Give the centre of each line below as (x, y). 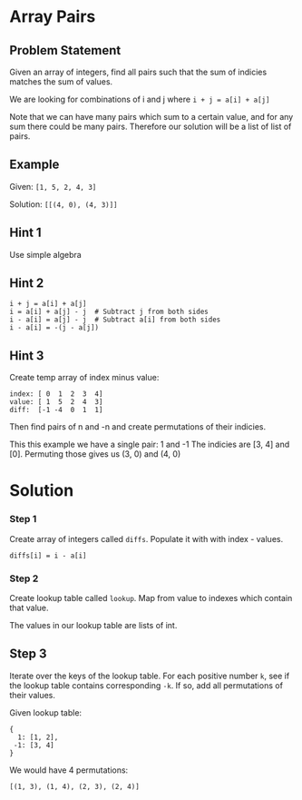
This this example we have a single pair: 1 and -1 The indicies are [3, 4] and (150, 444)
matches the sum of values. (61, 82)
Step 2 (24, 578)
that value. (29, 608)
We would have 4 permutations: (69, 770)
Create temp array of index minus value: (84, 378)
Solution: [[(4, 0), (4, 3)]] (63, 204)
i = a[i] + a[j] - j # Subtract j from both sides (109, 312)
